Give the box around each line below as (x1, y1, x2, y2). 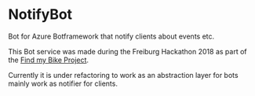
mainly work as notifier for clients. (8, 79, 118, 88)
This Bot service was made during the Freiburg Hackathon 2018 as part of (8, 46, 247, 56)
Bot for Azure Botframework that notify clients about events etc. (8, 31, 215, 41)
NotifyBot (8, 6, 73, 24)
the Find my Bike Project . (8, 55, 89, 65)
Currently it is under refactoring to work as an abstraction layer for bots (8, 70, 239, 79)
